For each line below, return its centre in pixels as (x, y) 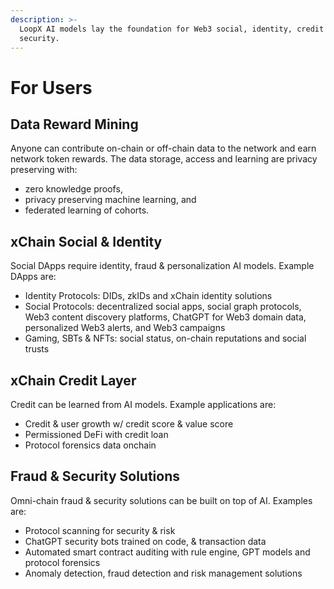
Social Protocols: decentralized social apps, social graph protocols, (163, 307)
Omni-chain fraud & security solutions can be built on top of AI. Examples (161, 500)
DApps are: (33, 277)
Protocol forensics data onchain (90, 445)
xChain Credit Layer (73, 380)
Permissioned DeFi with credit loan (96, 434)
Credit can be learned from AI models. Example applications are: (143, 404)
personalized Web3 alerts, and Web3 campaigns (125, 328)
